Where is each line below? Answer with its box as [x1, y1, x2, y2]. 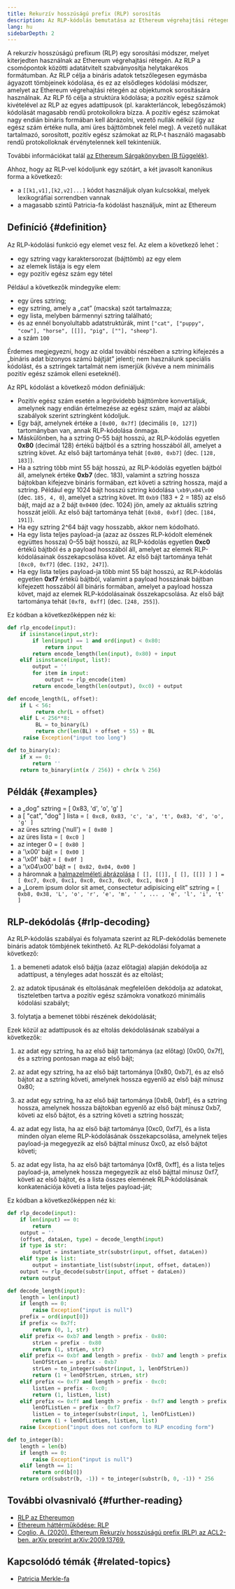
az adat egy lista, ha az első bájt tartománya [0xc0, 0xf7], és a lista [17, 1125, 211, 1133]
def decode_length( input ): [7, 1287, 86, 1294]
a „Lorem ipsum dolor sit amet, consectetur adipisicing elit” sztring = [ [17, 884, 220, 892]
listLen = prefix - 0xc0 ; [32, 1385, 108, 1392]
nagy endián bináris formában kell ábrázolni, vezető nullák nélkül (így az [7, 116, 215, 124]
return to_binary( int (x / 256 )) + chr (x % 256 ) [20, 766, 161, 773]
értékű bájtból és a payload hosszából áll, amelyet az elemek [17, 545, 193, 554]
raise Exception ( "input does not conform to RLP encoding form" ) [20, 1424, 215, 1431]
